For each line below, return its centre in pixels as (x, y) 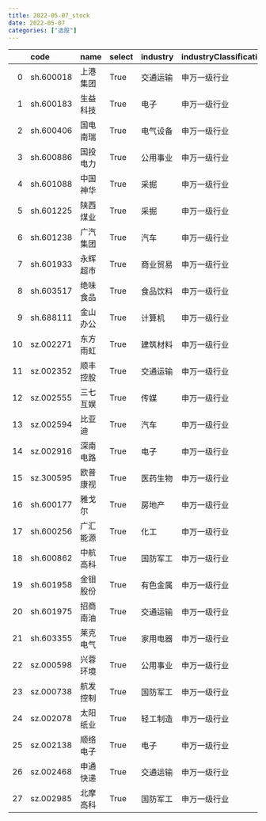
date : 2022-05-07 (37, 23)
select (122, 57)
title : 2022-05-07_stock (49, 15)
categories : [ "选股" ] (43, 30)
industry (158, 57)
